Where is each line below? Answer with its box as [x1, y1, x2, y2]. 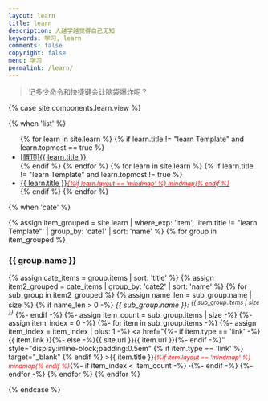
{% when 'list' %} [8, 118, 67, 128]
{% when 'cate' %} [8, 202, 71, 212]
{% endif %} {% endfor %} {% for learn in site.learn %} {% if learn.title [19, 161, 254, 171]
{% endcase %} [8, 385, 61, 395]
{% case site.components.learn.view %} [8, 103, 142, 112]
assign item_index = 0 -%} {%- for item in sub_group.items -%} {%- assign [8, 318, 257, 328]
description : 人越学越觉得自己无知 [8, 26, 115, 34]
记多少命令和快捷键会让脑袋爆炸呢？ [27, 87, 148, 96]
